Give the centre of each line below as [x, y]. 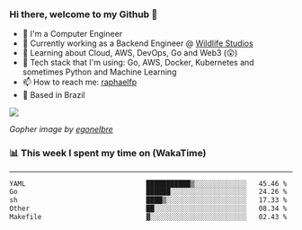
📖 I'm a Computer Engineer [72, 34]
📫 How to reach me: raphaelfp [80, 82]
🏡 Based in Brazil [53, 95]
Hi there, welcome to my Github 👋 [84, 14]
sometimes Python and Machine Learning [99, 72]
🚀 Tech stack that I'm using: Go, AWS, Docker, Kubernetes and [138, 63]
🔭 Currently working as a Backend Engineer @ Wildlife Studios [138, 43]
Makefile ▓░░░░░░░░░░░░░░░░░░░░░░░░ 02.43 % [148, 217]
